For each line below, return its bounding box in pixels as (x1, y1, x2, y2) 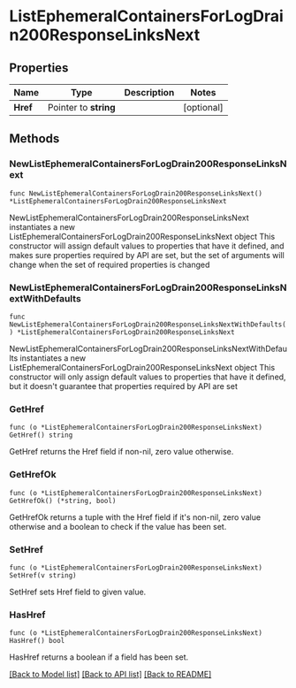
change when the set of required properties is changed (9, 259, 210, 270)
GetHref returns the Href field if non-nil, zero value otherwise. (9, 447, 234, 457)
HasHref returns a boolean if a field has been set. (9, 652, 189, 662)
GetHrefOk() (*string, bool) (9, 496, 117, 505)
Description (124, 87, 175, 98)
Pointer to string (47, 102, 117, 113)
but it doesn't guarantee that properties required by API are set (9, 380, 239, 391)
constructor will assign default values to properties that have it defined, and (9, 241, 285, 251)
